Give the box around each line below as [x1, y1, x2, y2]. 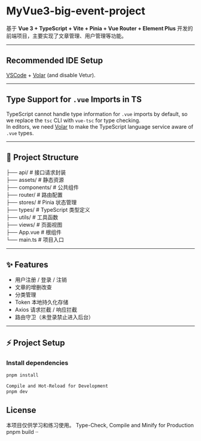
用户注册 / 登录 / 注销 [14, 276, 67, 284]
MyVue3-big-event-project [6, 4, 145, 18]
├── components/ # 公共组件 [6, 184, 79, 191]
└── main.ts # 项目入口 [6, 236, 65, 244]
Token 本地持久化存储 [14, 299, 69, 306]
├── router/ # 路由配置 [6, 191, 63, 199]
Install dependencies [6, 358, 69, 367]
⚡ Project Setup [6, 337, 65, 348]
